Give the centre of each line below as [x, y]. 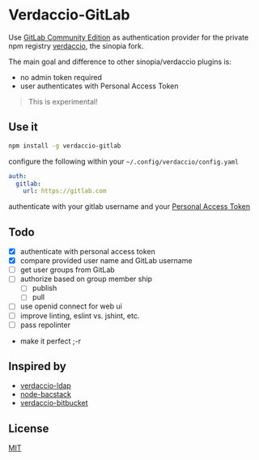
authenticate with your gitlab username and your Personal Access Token [129, 207]
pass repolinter [45, 325]
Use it [23, 127]
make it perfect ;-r [50, 341]
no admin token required [61, 77]
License [29, 428]
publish [45, 288]
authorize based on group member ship [86, 279]
